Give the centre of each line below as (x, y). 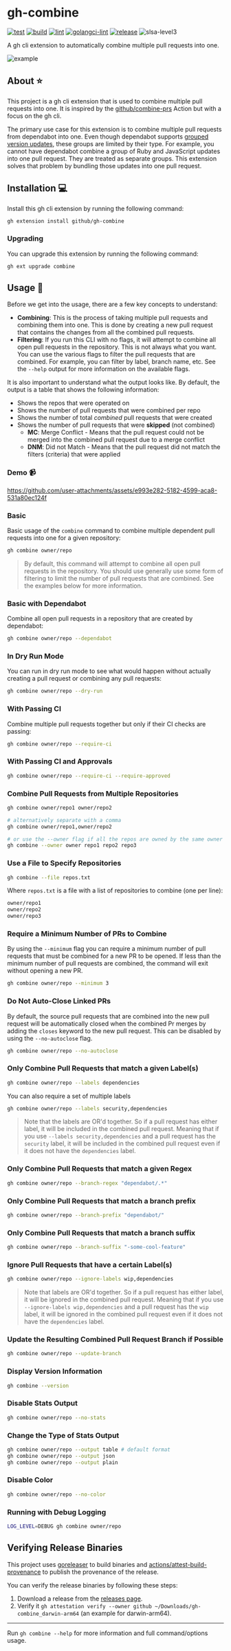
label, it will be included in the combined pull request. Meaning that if (121, 1129)
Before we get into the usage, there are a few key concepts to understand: (112, 304)
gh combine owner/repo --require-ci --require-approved (89, 776)
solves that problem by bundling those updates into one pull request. (104, 166)
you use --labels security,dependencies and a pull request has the (120, 1137)
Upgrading (25, 239)
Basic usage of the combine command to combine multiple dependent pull (111, 531)
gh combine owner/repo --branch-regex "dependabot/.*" (87, 1183)
